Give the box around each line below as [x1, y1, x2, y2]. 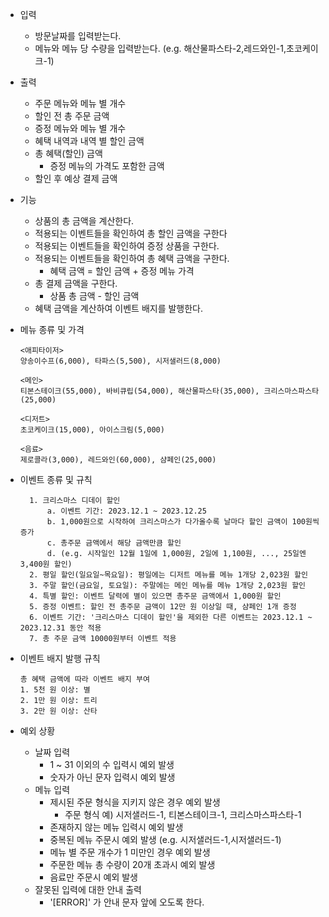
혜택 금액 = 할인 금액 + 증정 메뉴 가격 [49, 265, 195, 277]
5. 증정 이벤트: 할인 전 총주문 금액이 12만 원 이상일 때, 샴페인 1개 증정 [29, 602, 297, 612]
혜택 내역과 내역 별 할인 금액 [34, 135, 145, 147]
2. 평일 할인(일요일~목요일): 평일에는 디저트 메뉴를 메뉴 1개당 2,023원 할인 [29, 570, 308, 580]
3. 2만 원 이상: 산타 [19, 706, 98, 716]
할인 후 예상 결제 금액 [34, 173, 118, 184]
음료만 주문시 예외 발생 [49, 871, 139, 883]
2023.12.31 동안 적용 [19, 623, 102, 633]
